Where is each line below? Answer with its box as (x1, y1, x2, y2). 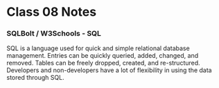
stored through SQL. (6, 74, 64, 82)
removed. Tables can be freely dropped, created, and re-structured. (6, 59, 200, 67)
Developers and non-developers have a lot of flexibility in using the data (6, 66, 212, 74)
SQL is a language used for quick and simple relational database (6, 44, 190, 52)
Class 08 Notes (6, 4, 97, 20)
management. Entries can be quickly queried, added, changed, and (6, 52, 199, 60)
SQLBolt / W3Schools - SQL (6, 29, 102, 38)
